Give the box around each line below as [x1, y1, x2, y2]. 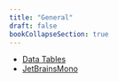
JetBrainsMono [21, 63, 78, 74]
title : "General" [9, 12, 74, 22]
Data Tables [21, 54, 67, 65]
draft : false [9, 21, 58, 30]
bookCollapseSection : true [9, 29, 109, 38]
